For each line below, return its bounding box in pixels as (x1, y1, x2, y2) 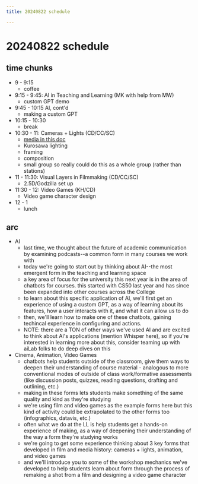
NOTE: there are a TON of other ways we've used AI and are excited (23, 326, 190, 333)
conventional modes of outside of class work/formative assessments (23, 371, 192, 378)
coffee (23, 85, 40, 92)
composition (23, 154, 55, 162)
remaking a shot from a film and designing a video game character (23, 472, 187, 479)
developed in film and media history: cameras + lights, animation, (23, 446, 183, 453)
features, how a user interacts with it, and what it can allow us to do (23, 307, 189, 315)
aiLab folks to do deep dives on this (23, 345, 111, 352)
